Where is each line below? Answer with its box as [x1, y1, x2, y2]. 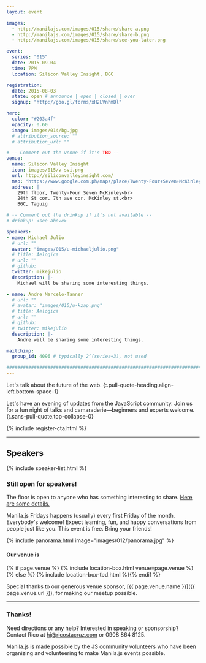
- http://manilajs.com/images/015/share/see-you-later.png [12, 37, 166, 44]
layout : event [6, 9, 43, 15]
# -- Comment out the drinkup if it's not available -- [6, 212, 152, 218]
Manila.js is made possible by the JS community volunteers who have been [6, 643, 196, 650]
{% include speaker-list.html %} [6, 464, 87, 472]
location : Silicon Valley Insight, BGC [12, 71, 114, 77]
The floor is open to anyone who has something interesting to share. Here [6, 494, 193, 501]
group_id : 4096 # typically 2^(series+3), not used [12, 354, 147, 360]
